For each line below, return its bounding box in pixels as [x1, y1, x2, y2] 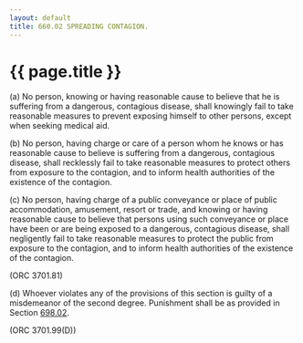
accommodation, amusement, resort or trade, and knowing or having [9, 204, 268, 215]
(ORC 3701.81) [9, 270, 64, 281]
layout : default [9, 13, 71, 23]
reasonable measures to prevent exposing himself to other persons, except [9, 110, 292, 121]
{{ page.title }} [9, 61, 122, 82]
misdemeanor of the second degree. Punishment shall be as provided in [9, 297, 280, 308]
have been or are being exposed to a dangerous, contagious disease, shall [9, 223, 290, 234]
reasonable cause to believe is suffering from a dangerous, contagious [9, 148, 276, 159]
